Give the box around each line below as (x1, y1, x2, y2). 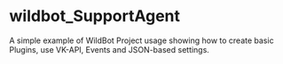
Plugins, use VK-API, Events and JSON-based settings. (9, 44, 210, 54)
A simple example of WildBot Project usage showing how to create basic (9, 35, 274, 46)
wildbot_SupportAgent (9, 6, 180, 26)
